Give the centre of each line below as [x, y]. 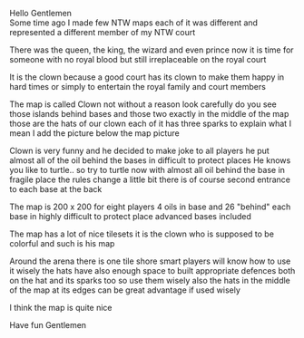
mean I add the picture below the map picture [94, 133]
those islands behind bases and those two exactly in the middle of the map [149, 114]
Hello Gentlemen [41, 13]
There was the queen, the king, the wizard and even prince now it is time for [152, 50]
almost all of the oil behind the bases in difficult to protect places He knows [150, 160]
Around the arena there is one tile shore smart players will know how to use [150, 261]
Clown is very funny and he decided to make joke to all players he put [139, 150]
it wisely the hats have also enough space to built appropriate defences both [152, 270]
